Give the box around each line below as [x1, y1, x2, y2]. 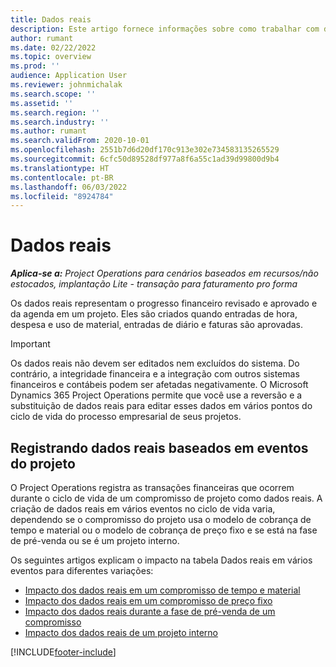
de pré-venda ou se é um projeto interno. [10, 535, 180, 546]
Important [10, 338, 51, 350]
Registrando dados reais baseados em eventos [10, 439, 309, 456]
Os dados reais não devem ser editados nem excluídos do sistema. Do [10, 357, 300, 370]
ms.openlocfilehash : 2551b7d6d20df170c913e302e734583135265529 [10, 145, 280, 155]
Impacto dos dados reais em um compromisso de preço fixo [24, 595, 273, 606]
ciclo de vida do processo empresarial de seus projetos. [10, 411, 242, 423]
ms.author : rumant [10, 126, 87, 136]
